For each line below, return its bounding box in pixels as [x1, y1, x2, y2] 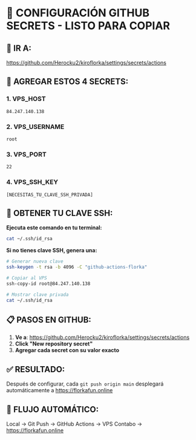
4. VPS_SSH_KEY [6, 178, 59, 186]
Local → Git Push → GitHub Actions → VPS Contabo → [6, 420, 143, 427]
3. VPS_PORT [6, 150, 47, 159]
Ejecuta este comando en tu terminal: [6, 224, 102, 231]
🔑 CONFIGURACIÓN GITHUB [6, 6, 150, 20]
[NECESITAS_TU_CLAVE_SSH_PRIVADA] [6, 191, 94, 198]
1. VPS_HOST [6, 94, 47, 103]
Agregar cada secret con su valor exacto [15, 347, 120, 354]
